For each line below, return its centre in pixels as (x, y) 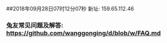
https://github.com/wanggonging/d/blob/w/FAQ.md (83, 33)
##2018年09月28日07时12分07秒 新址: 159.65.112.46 (70, 9)
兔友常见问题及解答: (35, 25)
